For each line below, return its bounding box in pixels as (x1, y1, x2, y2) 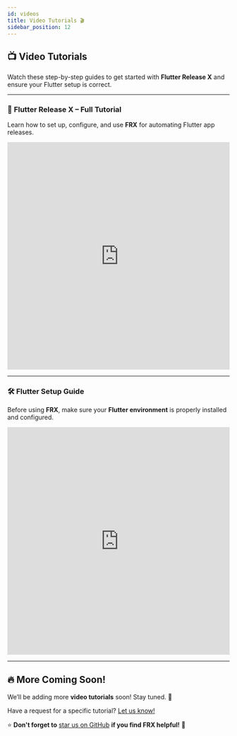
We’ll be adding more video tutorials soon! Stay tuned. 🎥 (7, 692, 173, 701)
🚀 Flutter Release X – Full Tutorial (7, 105, 122, 115)
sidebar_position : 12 (7, 23, 71, 30)
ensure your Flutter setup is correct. (7, 81, 112, 89)
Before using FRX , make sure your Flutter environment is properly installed (7, 405, 227, 414)
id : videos (7, 10, 39, 18)
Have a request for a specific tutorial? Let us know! (7, 706, 155, 715)
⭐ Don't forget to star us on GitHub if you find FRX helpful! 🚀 (7, 720, 186, 729)
